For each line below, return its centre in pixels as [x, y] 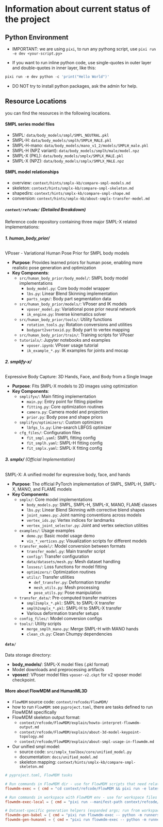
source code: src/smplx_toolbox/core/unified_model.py [75, 752]
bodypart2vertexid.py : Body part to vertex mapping [78, 330]
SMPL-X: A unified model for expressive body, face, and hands [68, 474]
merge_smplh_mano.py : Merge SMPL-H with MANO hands [82, 628]
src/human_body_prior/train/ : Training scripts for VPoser [77, 335]
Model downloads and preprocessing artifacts [58, 669]
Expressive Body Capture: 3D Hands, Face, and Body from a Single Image [79, 377]
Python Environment [37, 37]
